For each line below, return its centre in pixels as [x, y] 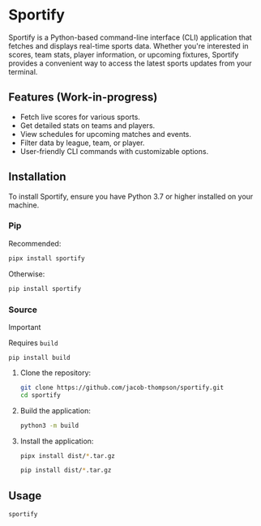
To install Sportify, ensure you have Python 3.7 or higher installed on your [131, 196]
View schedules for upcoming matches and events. [106, 134]
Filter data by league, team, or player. [82, 143]
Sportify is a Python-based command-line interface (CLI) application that [130, 37]
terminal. [23, 71]
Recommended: [35, 243]
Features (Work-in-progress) [83, 98]
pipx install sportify [47, 258]
